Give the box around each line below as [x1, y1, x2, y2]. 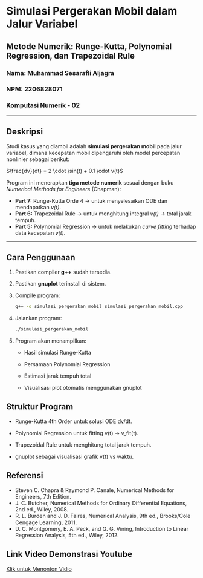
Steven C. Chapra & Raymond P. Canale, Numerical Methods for [14, 486, 175, 494]
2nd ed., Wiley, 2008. [14, 505, 69, 513]
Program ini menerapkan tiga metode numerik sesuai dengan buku [6, 179, 174, 186]
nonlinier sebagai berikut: [6, 156, 69, 163]
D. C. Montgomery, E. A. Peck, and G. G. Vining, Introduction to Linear [14, 525, 189, 532]
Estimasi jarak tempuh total [24, 372, 92, 379]
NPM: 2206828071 [6, 85, 63, 93]
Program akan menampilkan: [14, 337, 86, 344]
